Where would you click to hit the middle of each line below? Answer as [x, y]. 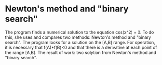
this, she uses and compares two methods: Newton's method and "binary [78, 37]
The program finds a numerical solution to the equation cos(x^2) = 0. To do [80, 32]
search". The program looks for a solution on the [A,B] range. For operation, [80, 42]
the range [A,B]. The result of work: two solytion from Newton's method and [81, 52]
